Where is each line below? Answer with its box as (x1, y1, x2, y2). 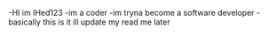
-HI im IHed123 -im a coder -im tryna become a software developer (8, 8, 255, 18)
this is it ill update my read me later (43, 17, 170, 27)
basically (8, 17, 42, 27)
